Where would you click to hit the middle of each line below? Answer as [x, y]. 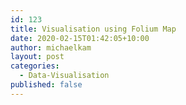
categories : [35, 66]
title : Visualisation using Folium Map [93, 29]
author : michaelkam [51, 47]
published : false [46, 85]
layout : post [37, 57]
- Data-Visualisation [64, 76]
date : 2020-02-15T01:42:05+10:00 [80, 38]
